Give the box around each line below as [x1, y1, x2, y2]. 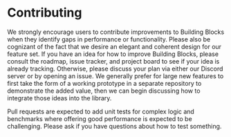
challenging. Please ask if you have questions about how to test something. [7, 122, 222, 130]
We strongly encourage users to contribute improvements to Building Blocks [7, 28, 225, 36]
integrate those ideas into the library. [7, 93, 112, 102]
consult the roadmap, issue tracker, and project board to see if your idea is [7, 57, 220, 65]
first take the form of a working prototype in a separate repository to [7, 79, 202, 87]
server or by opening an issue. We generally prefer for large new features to [7, 71, 224, 80]
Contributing [7, 5, 82, 21]
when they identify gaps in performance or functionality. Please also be [7, 35, 211, 43]
